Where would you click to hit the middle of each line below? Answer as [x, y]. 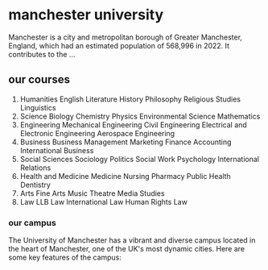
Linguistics [38, 107]
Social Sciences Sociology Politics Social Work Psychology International [140, 159]
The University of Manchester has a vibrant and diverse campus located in [132, 240]
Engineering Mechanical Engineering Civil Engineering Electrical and [133, 125]
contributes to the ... [42, 54]
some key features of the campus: [65, 258]
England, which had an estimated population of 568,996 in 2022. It [119, 45]
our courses [39, 79]
